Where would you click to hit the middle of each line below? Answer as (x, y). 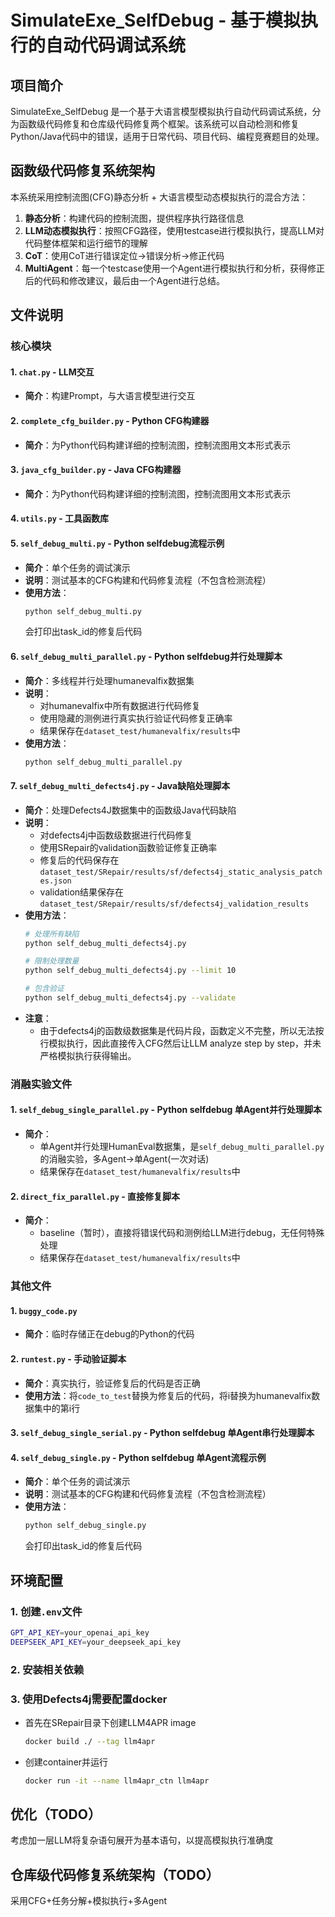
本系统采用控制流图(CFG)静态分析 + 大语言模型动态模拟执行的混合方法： (159, 197)
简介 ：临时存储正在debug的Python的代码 (109, 1334)
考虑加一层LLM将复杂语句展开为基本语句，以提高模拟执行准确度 (142, 1840)
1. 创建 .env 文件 (46, 1611)
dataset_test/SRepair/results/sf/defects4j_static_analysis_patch (181, 872)
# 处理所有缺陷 (52, 934)
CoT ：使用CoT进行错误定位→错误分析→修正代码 (124, 255)
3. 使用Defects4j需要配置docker (89, 1699)
